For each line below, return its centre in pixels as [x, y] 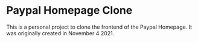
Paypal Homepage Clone [69, 10]
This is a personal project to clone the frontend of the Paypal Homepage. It [99, 27]
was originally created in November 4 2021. [60, 33]
